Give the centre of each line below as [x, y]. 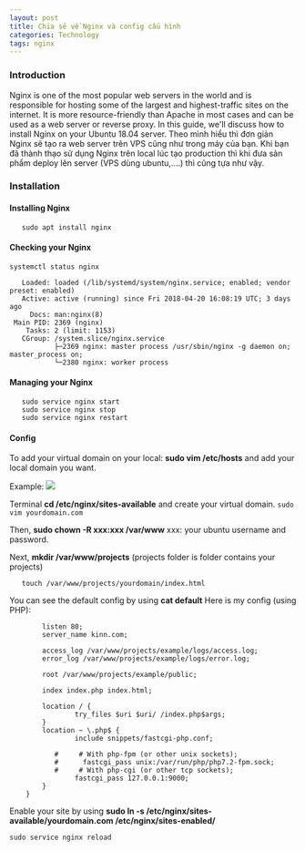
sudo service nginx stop [69, 410]
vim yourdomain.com [46, 513]
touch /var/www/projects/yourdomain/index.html [113, 584]
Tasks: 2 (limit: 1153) [71, 330]
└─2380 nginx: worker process [112, 362]
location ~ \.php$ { [81, 731]
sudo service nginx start [71, 402]
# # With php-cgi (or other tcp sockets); [144, 771]
